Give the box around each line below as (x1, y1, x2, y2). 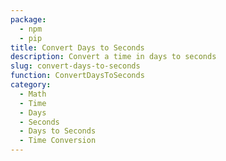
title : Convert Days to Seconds (10, 42, 145, 53)
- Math (19, 89, 47, 99)
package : (10, 14, 47, 25)
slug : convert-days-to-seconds (10, 61, 141, 71)
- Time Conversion (19, 136, 97, 146)
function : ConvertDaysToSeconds (10, 71, 145, 81)
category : (10, 80, 52, 90)
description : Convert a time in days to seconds (10, 52, 217, 62)
